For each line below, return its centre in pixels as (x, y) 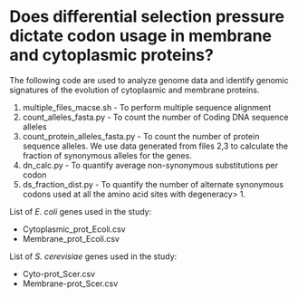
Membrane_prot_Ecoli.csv (71, 238)
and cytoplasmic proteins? (112, 55)
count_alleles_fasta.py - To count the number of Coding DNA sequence (155, 117)
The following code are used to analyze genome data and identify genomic (149, 80)
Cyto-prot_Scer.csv (59, 274)
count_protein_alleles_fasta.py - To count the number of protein (141, 136)
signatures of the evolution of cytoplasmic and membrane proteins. (135, 90)
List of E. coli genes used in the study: (81, 211)
